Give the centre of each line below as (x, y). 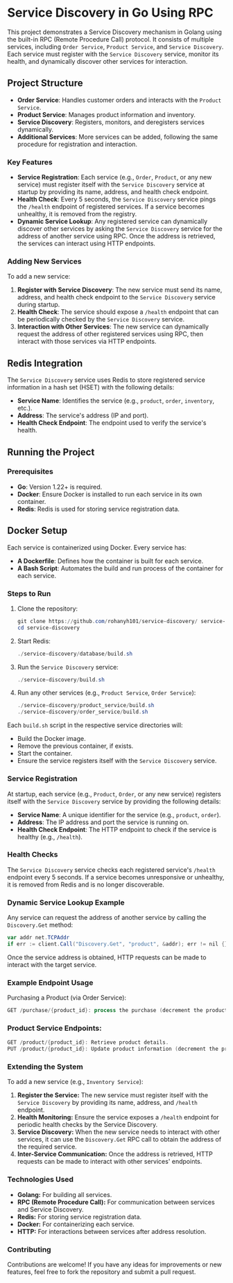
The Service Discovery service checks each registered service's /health (112, 870)
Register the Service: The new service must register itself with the (113, 1095)
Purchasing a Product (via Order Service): (67, 998)
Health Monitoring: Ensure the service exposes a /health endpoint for (118, 1117)
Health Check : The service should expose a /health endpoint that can (118, 312)
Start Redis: (34, 641)
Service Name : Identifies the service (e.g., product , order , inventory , (116, 401)
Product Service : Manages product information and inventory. (106, 114)
